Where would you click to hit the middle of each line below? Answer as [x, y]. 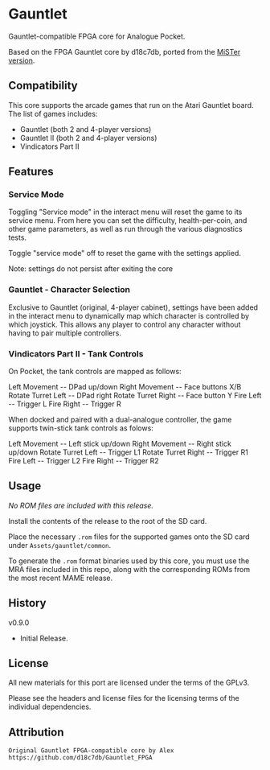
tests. [17, 237]
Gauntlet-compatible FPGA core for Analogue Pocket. [97, 36]
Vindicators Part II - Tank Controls [76, 353]
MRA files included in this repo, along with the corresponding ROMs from [129, 569]
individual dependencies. [50, 707]
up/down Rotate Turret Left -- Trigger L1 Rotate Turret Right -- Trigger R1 [129, 452]
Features [31, 172]
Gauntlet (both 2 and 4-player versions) [86, 129]
